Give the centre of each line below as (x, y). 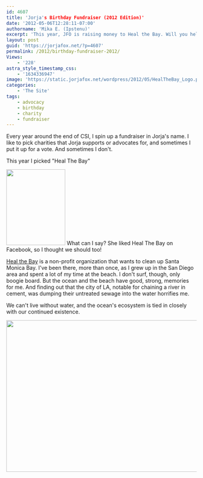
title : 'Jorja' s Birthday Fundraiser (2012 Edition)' (76, 18)
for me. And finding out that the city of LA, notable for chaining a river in (96, 287)
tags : (13, 96)
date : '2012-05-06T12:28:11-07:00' (51, 23)
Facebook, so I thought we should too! (54, 250)
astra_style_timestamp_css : (42, 68)
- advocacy (31, 102)
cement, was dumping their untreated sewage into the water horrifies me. (98, 294)
